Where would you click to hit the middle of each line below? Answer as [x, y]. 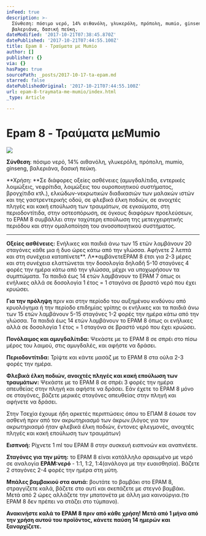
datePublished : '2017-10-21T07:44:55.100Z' [63, 40]
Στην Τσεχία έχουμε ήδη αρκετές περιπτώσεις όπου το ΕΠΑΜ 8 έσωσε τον [101, 413]
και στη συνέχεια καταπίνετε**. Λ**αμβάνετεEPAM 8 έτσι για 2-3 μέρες [99, 256]
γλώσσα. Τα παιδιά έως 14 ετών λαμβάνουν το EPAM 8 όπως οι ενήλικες [100, 320]
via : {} [16, 63]
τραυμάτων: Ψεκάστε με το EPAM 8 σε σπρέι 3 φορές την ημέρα [90, 382]
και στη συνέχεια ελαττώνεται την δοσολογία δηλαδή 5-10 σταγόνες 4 [97, 263]
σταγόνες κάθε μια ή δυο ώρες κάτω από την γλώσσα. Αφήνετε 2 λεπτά [99, 250]
